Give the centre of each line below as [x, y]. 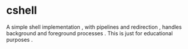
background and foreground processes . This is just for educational [89, 33]
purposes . [20, 39]
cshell [22, 10]
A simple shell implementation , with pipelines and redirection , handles [94, 27]
